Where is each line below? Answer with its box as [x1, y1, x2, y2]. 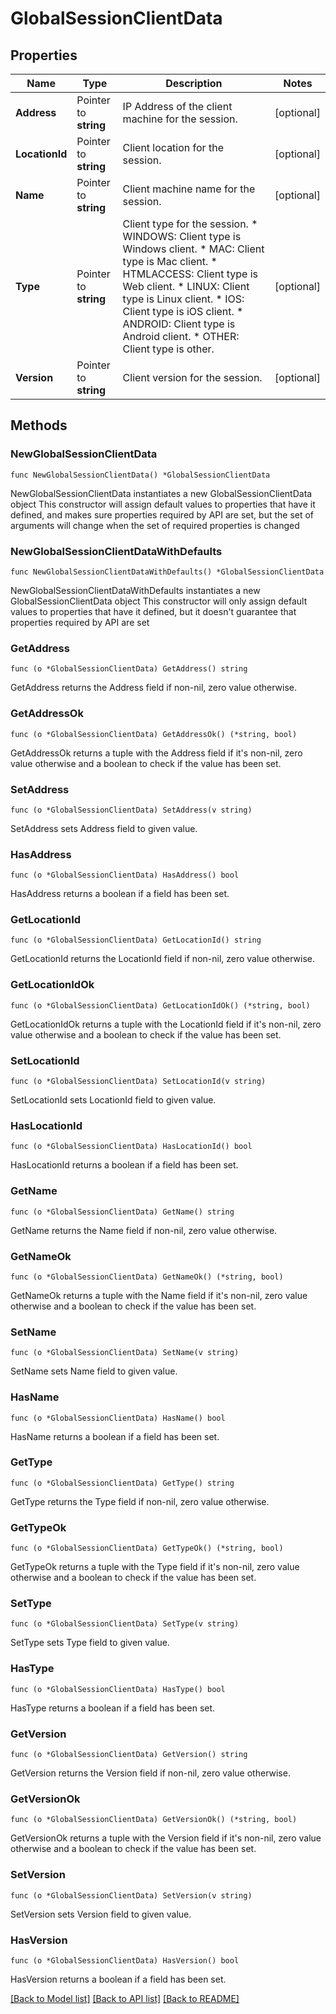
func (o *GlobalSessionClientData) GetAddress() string [10, 664, 248, 674]
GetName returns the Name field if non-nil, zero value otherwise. [10, 1224, 278, 1236]
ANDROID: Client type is [122, 317, 236, 331]
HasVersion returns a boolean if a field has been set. [10, 1973, 227, 1985]
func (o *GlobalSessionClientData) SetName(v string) [10, 1348, 240, 1358]
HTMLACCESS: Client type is [122, 267, 258, 281]
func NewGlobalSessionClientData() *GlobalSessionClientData [10, 470, 271, 480]
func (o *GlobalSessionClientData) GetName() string [10, 1207, 235, 1217]
